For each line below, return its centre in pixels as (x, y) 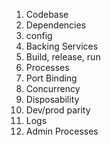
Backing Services (62, 46)
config (39, 35)
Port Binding (51, 78)
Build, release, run (63, 57)
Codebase (47, 14)
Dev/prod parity (58, 110)
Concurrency (53, 88)
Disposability (52, 99)
